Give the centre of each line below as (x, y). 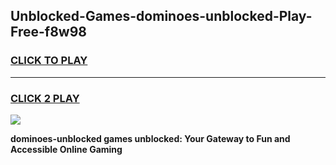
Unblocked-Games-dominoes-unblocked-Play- (161, 16)
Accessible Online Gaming (66, 149)
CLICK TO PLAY (49, 61)
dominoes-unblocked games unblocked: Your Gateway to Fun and (150, 138)
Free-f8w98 (48, 32)
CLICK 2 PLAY (45, 98)
